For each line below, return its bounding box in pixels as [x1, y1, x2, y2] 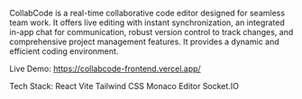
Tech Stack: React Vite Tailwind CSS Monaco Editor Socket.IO [9, 81, 239, 91]
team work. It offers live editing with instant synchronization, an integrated [9, 17, 286, 28]
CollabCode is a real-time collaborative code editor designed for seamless [9, 8, 286, 18]
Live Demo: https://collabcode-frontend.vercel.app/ [9, 63, 201, 74]
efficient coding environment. [9, 46, 119, 57]
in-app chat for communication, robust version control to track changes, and [9, 27, 294, 37]
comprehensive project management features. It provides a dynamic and [9, 36, 279, 47]
